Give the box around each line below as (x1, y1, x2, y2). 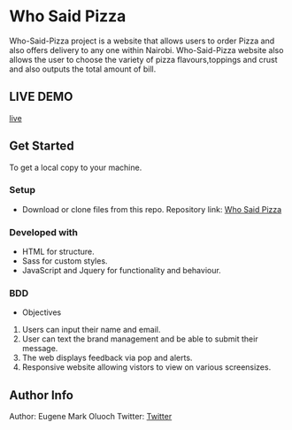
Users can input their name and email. (21, 325, 161, 335)
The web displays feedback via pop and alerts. (21, 352, 193, 364)
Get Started (9, 139, 74, 154)
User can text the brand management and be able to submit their (21, 334, 258, 344)
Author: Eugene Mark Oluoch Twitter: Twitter (9, 411, 173, 422)
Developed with (9, 226, 78, 238)
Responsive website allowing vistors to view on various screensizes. (21, 362, 272, 372)
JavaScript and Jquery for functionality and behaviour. (21, 265, 221, 276)
